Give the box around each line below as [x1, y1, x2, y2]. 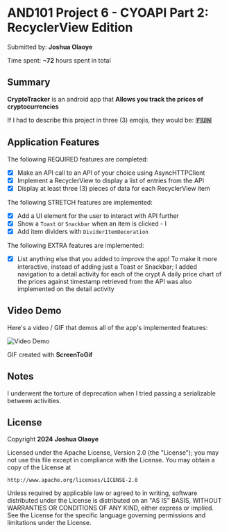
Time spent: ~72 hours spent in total [7, 56, 111, 64]
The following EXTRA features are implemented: [7, 241, 144, 249]
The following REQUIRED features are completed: [7, 155, 149, 163]
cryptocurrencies [7, 102, 59, 111]
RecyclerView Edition [7, 19, 133, 36]
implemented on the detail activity [17, 285, 114, 293]
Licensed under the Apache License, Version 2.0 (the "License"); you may [7, 448, 219, 457]
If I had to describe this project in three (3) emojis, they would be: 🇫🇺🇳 [7, 116, 212, 124]
